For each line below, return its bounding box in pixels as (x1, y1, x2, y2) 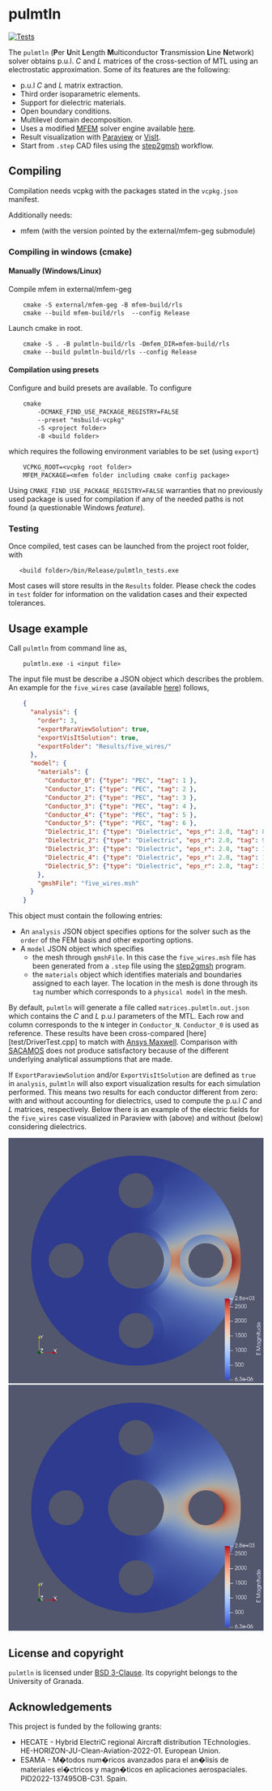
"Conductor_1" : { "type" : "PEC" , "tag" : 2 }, (44, 784, 198, 793)
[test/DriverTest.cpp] (8, 1037, 79, 1047)
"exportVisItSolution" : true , (37, 733, 139, 742)
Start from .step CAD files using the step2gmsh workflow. (19, 140, 215, 150)
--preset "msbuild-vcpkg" (37, 416, 125, 424)
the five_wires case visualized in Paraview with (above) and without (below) (8, 1113, 264, 1123)
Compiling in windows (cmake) (8, 246, 133, 257)
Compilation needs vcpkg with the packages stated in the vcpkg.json (8, 186, 239, 195)
